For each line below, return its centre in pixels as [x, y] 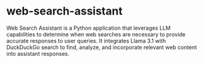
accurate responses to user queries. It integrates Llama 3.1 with [86, 41]
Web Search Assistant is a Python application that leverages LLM [88, 28]
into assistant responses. [38, 53]
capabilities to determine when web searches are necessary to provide [96, 34]
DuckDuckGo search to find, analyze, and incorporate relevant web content [102, 47]
